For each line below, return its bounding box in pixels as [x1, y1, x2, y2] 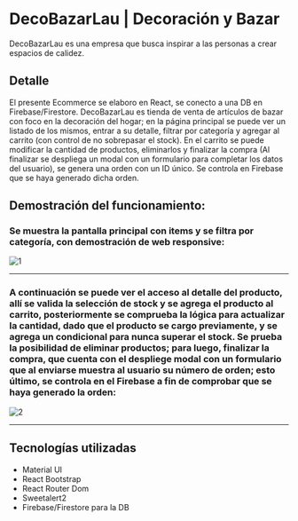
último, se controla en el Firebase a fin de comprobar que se [9, 375, 272, 388]
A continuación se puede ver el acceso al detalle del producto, [9, 287, 283, 299]
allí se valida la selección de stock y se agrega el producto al [9, 297, 274, 310]
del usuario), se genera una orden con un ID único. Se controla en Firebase [9, 162, 284, 173]
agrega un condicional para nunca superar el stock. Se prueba [9, 331, 283, 343]
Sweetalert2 [21, 493, 67, 503]
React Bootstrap [21, 473, 82, 484]
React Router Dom [21, 483, 90, 493]
